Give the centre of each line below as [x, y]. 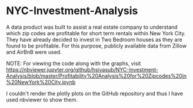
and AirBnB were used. [34, 52]
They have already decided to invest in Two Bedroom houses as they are [94, 39]
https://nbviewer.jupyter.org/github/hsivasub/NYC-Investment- [82, 69]
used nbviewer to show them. [42, 99]
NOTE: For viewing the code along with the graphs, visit [74, 63]
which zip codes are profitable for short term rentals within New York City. [96, 33]
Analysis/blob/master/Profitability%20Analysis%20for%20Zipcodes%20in [96, 76]
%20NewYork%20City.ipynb [41, 82]
